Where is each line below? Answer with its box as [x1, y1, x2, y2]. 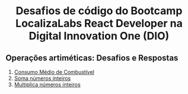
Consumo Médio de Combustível [14, 69, 94, 75]
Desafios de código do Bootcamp [15, 4, 183, 18]
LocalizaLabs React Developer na [15, 17, 183, 30]
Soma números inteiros [14, 75, 71, 82]
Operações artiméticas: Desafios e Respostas [5, 53, 179, 63]
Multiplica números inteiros [14, 81, 81, 88]
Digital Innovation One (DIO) [28, 30, 170, 43]
